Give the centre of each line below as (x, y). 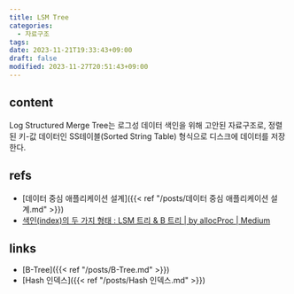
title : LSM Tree (39, 17)
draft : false (33, 58)
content (31, 103)
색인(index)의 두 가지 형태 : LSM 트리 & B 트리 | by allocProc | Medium (146, 220)
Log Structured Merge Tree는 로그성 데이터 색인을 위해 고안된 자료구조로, (138, 125)
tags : (19, 42)
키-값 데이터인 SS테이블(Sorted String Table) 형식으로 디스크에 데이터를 (143, 136)
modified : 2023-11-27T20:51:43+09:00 (79, 67)
